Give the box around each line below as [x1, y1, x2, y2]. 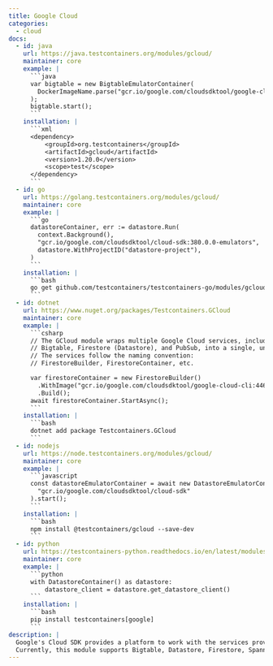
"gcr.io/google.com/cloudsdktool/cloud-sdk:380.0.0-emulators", [37, 239, 260, 247]
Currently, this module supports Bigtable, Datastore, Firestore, [15, 646, 245, 654]
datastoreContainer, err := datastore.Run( [29, 223, 180, 231]
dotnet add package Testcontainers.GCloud [29, 427, 176, 435]
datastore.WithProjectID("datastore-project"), [37, 246, 201, 254]
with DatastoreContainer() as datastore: [29, 577, 173, 586]
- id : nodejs [15, 442, 60, 450]
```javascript [29, 472, 79, 480]
